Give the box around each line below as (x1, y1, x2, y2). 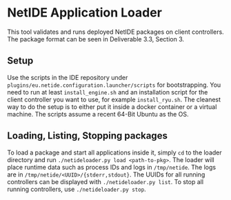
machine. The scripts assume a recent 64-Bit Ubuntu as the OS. (7, 110, 189, 118)
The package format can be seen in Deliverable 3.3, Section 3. (7, 34, 185, 43)
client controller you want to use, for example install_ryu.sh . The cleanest (7, 95, 221, 103)
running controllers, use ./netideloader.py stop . (7, 185, 146, 193)
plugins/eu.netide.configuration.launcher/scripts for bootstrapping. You (7, 81, 221, 89)
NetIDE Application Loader (7, 5, 162, 21)
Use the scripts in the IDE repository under (7, 73, 128, 81)
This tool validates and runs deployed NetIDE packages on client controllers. (7, 28, 224, 36)
